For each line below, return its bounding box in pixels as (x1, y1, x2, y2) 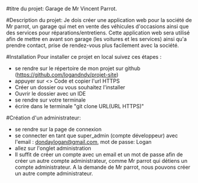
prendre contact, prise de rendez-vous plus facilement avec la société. (6, 42, 179, 49)
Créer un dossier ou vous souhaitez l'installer (14, 84, 126, 91)
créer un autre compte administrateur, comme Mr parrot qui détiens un (14, 157, 188, 164)
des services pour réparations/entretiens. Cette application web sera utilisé (6, 29, 190, 36)
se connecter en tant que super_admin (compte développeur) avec (14, 132, 178, 139)
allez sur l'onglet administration (14, 145, 92, 152)
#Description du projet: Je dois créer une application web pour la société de (6, 17, 192, 23)
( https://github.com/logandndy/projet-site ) (14, 71, 119, 78)
